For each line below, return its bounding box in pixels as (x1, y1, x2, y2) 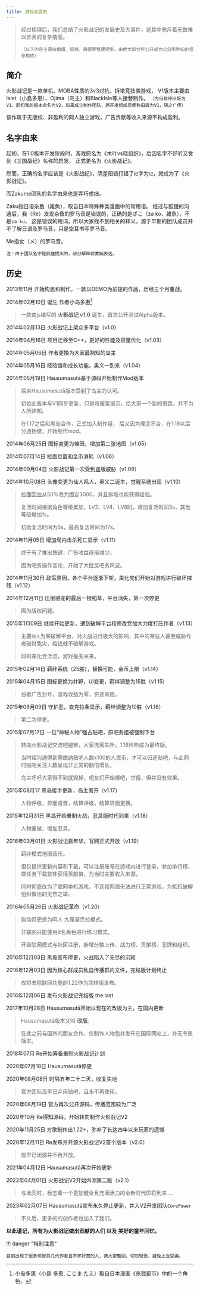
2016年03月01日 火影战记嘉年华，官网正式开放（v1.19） (6, 837, 142, 844)
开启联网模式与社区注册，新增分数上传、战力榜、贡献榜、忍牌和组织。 (20, 941, 193, 948)
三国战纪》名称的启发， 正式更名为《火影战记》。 (16, 157, 136, 165)
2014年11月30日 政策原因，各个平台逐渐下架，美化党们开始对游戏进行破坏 (6, 574, 187, 581)
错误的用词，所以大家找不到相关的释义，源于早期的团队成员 (41, 218, 188, 225)
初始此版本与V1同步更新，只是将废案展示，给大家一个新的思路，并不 (20, 400, 189, 407)
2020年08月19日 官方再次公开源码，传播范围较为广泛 (6, 1100, 137, 1108)
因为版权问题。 (20, 607, 58, 614)
